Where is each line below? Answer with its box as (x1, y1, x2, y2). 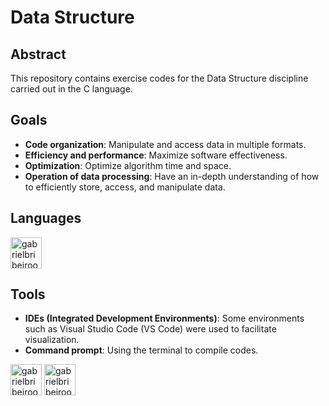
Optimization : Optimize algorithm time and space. (24, 159, 232, 171)
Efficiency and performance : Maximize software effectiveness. (24, 149, 288, 161)
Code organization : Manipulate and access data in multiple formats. (24, 138, 307, 150)
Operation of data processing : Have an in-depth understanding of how (24, 170, 320, 182)
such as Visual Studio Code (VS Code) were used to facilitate (24, 323, 277, 335)
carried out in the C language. (10, 83, 133, 95)
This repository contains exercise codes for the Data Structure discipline (10, 72, 309, 84)
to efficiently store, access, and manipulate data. (24, 181, 226, 193)
